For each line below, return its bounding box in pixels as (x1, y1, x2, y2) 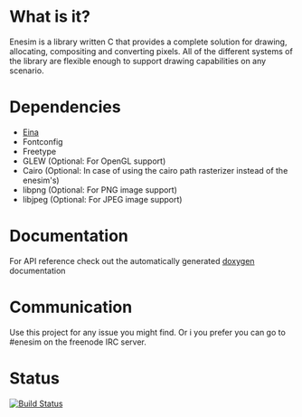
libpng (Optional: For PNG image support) (22, 184, 178, 195)
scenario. (9, 65, 44, 76)
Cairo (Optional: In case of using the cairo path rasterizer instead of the (22, 165, 288, 175)
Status (9, 368, 61, 388)
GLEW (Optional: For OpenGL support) (22, 156, 166, 166)
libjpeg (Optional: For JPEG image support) (22, 194, 183, 204)
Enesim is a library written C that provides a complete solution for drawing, (9, 36, 288, 47)
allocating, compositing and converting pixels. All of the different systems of (9, 45, 294, 56)
